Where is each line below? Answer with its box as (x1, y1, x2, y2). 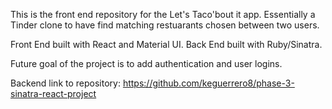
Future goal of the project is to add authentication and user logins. (10, 58, 283, 69)
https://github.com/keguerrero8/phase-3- (122, 77, 295, 89)
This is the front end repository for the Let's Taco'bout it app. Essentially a (10, 9, 316, 20)
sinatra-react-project (10, 88, 97, 99)
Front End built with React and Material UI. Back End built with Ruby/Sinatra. (10, 39, 323, 50)
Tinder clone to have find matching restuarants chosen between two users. (10, 19, 320, 31)
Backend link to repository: (10, 77, 121, 89)
